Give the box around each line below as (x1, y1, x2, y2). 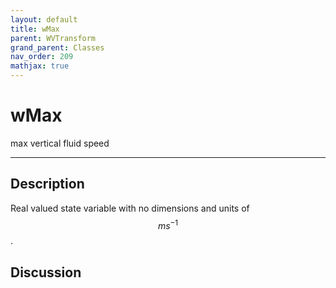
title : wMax (10, 24, 60, 34)
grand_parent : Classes (10, 42, 105, 53)
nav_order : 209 (10, 52, 74, 62)
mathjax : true (10, 61, 70, 71)
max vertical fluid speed (10, 137, 110, 149)
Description (10, 176, 85, 193)
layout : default (10, 14, 78, 25)
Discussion (10, 264, 82, 281)
